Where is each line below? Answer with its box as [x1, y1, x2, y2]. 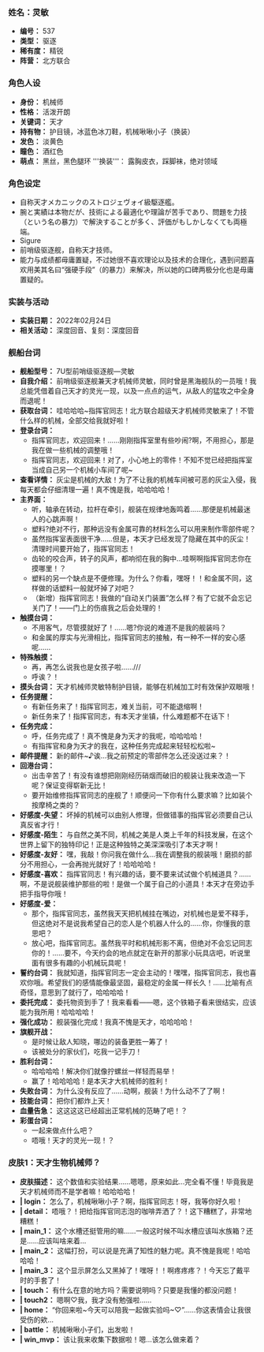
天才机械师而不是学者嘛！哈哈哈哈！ [19, 1186, 138, 1196]
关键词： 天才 [19, 117, 64, 126]
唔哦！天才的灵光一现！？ [31, 1136, 115, 1145]
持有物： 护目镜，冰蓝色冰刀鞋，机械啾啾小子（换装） [19, 126, 195, 136]
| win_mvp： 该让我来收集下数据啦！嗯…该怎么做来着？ [19, 1335, 201, 1344]
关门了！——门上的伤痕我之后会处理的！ [31, 603, 163, 613]
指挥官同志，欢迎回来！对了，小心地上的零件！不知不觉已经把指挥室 [31, 455, 253, 465]
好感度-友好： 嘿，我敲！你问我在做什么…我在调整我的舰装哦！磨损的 [19, 850, 246, 859]
